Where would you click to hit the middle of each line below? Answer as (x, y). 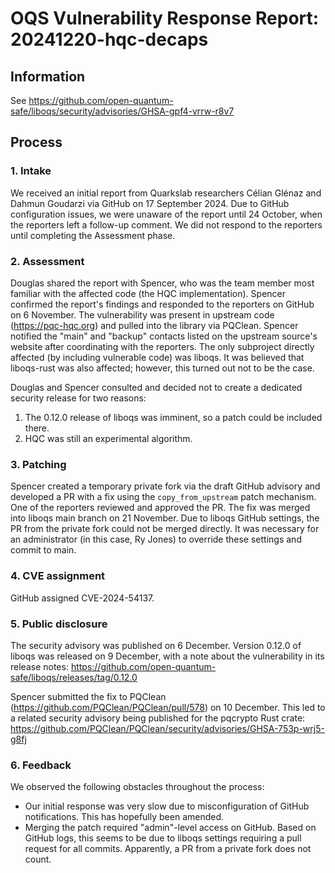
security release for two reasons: (78, 398)
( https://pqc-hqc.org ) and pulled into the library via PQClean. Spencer (154, 325)
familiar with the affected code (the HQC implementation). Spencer (148, 293)
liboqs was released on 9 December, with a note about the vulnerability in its (167, 656)
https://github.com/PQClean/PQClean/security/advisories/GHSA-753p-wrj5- (167, 728)
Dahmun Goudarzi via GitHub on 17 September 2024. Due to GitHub (150, 203)
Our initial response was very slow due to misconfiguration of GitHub (167, 806)
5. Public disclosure (59, 624)
